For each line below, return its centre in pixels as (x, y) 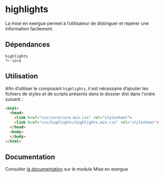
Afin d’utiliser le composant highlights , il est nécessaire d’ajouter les (77, 88)
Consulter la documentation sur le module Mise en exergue (67, 169)
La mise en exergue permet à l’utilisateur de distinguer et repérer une (77, 23)
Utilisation (22, 76)
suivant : (14, 99)
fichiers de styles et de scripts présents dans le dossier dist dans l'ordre (80, 94)
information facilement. (30, 28)
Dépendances (28, 45)
